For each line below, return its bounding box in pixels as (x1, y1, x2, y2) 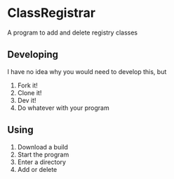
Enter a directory (17, 157, 67, 166)
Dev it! (17, 96, 36, 104)
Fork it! (17, 81, 39, 89)
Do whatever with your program (17, 104, 110, 112)
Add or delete (17, 165, 58, 173)
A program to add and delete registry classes (7, 28, 138, 37)
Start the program (17, 150, 69, 159)
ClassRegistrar (7, 5, 96, 21)
